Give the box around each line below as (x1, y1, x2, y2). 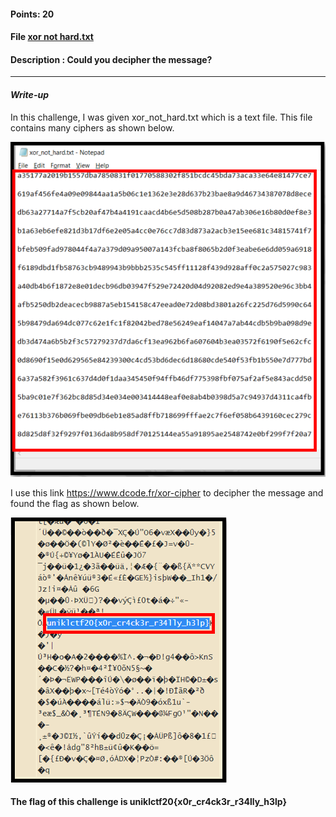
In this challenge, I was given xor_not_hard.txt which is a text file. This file (10, 111, 313, 123)
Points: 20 (10, 8, 55, 20)
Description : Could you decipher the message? (10, 53, 213, 65)
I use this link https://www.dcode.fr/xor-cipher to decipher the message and (10, 486, 324, 499)
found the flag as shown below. (10, 497, 140, 509)
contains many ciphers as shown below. (10, 121, 175, 134)
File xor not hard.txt (10, 31, 94, 43)
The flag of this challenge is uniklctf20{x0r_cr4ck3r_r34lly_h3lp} (10, 796, 288, 808)
